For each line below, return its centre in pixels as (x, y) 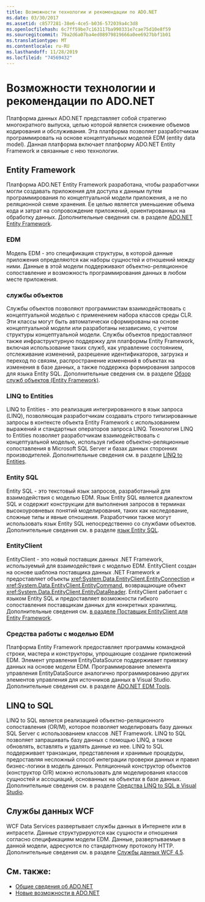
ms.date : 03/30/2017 (33, 18)
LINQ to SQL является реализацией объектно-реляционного (85, 720)
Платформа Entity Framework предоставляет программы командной (96, 647)
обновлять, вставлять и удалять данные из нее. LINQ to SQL (85, 746)
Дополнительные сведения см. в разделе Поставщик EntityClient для (97, 611)
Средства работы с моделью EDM (60, 634)
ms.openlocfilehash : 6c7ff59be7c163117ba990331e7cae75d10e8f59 (89, 29)
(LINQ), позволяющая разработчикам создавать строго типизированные (102, 416)
